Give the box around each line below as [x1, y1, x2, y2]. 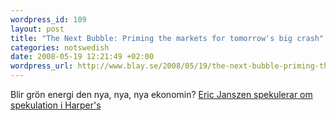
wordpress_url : [10, 61, 74, 71]
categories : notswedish [10, 42, 110, 53]
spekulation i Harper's [10, 99, 102, 111]
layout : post [10, 24, 65, 34]
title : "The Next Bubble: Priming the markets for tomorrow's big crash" [10, 33, 325, 43]
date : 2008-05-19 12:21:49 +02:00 [10, 52, 155, 62]
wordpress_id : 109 [10, 14, 87, 25]
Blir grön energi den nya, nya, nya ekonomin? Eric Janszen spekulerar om [10, 89, 313, 100]
